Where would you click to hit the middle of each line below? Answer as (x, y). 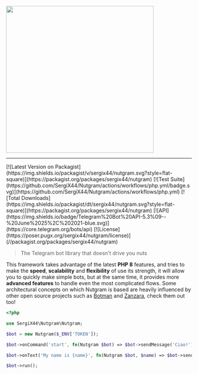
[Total (13, 198)
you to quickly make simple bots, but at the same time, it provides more (93, 277)
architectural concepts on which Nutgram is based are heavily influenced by (99, 289)
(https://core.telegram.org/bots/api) (49, 229)
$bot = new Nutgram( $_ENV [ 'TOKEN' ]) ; (52, 334)
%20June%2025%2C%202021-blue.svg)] (58, 223)
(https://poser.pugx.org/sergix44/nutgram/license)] (68, 236)
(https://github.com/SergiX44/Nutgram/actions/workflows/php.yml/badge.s (98, 186)
